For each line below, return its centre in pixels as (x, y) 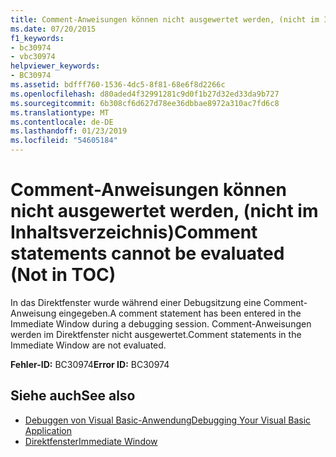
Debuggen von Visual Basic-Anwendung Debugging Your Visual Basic (168, 420)
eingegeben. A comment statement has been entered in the (180, 313)
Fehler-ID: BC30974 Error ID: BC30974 (90, 364)
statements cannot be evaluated (147, 253)
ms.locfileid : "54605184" (64, 141)
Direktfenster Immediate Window (91, 441)
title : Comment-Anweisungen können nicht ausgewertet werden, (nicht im (165, 19)
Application (48, 430)
